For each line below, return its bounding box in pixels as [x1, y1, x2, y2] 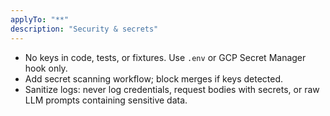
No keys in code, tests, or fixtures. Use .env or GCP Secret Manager [24, 51, 307, 63]
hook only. [24, 62, 68, 74]
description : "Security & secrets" [10, 24, 159, 34]
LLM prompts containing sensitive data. [24, 94, 188, 106]
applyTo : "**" [10, 14, 70, 25]
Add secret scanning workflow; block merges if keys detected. [24, 72, 284, 85]
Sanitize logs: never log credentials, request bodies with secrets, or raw [24, 83, 320, 95]
